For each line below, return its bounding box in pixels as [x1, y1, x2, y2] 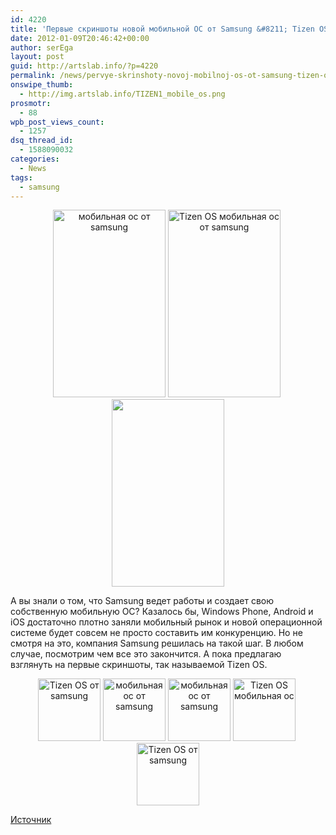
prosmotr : [10, 98, 52, 108]
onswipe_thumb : [10, 80, 74, 90]
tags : [10, 172, 33, 183]
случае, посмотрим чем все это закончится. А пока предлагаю [10, 648, 282, 660]
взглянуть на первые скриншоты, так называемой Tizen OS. [10, 659, 268, 671]
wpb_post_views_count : [10, 117, 105, 127]
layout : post [10, 52, 65, 62]
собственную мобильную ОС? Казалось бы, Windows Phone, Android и [10, 606, 314, 618]
